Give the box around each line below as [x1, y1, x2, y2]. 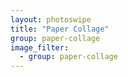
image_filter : [10, 42, 70, 53]
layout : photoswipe [10, 14, 92, 25]
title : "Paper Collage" [10, 24, 110, 34]
